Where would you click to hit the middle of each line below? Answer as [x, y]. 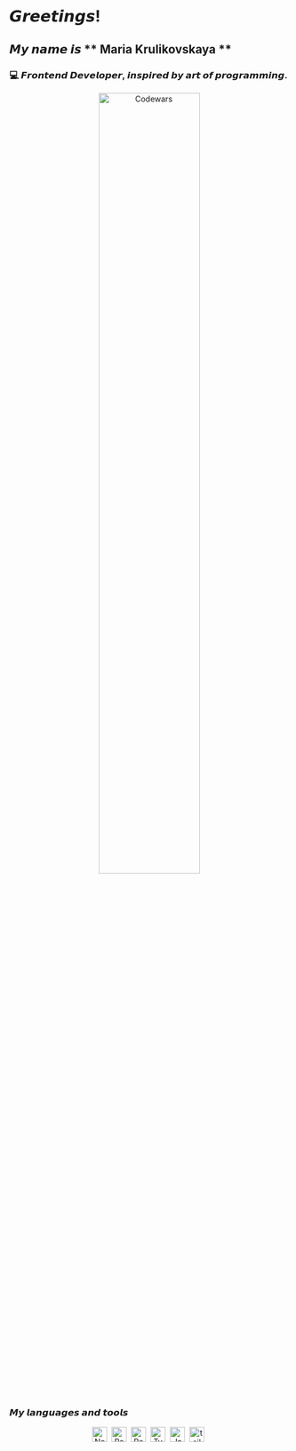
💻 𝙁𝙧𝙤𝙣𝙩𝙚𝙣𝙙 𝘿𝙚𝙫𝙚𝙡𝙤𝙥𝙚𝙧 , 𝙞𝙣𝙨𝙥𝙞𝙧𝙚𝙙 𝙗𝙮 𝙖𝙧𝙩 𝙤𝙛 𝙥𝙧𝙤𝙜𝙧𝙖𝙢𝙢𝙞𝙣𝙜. [148, 75]
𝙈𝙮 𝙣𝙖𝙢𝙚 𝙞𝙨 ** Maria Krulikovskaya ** [120, 49]
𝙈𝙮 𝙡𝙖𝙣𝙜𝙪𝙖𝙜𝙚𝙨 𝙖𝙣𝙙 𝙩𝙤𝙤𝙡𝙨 [69, 1412]
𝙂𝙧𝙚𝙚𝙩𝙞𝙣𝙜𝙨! [55, 16]
